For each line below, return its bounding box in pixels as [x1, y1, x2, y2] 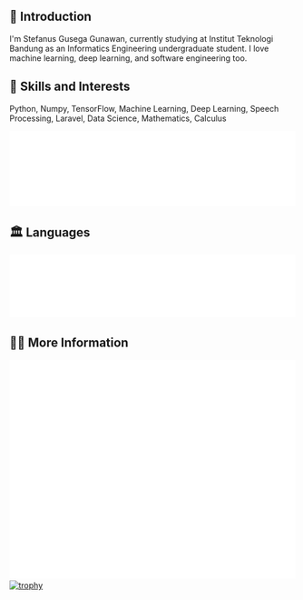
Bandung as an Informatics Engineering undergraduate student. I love [9, 43, 269, 54]
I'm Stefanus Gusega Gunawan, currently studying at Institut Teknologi [9, 33, 274, 44]
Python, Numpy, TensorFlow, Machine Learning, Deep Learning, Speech [9, 103, 279, 114]
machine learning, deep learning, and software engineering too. [9, 52, 248, 64]
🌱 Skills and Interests [9, 79, 131, 95]
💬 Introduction [9, 9, 93, 25]
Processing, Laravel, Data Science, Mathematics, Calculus [9, 113, 227, 124]
